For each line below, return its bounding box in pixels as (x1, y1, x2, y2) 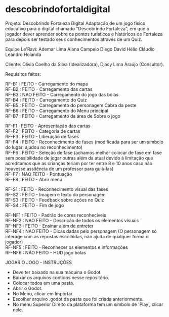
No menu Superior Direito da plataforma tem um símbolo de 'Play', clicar (12, 301, 163, 307)
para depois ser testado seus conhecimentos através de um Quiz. (5, 36, 143, 42)
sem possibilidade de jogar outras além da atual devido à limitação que (5, 155, 153, 161)
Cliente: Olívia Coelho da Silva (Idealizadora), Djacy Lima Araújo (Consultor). (5, 61, 164, 67)
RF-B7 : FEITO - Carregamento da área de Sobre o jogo (5, 113, 120, 119)
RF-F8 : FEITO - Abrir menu (5, 176, 62, 182)
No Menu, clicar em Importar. (12, 290, 74, 296)
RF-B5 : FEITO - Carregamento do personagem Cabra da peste (5, 102, 137, 108)
